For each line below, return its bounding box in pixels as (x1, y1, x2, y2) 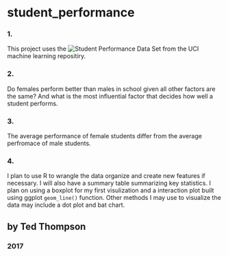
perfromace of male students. (7, 139, 91, 148)
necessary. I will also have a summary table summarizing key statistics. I (7, 179, 211, 188)
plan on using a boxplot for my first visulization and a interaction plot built (7, 186, 214, 194)
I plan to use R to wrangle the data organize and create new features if (7, 172, 205, 180)
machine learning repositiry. (7, 52, 86, 60)
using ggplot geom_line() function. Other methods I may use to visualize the (7, 194, 221, 202)
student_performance (7, 5, 135, 21)
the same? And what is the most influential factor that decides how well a (7, 92, 214, 100)
